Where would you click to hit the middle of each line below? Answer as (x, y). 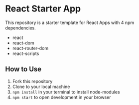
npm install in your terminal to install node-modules (66, 92)
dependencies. (20, 27)
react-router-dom (30, 48)
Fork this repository (32, 81)
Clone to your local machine (41, 86)
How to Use (23, 69)
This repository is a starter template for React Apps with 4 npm (70, 22)
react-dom (23, 42)
